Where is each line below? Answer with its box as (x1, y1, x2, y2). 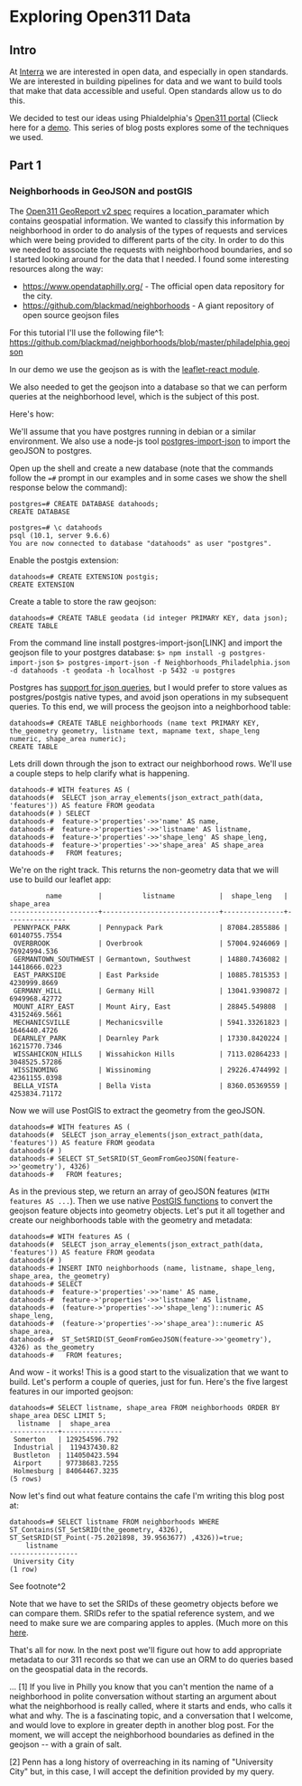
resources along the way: (9, 263, 104, 274)
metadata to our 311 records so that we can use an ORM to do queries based (9, 1654, 294, 1665)
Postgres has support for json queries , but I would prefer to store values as (9, 681, 288, 692)
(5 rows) (9, 1474, 42, 1483)
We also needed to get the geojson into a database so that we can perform (9, 381, 288, 392)
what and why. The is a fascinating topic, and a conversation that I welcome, (9, 1710, 294, 1721)
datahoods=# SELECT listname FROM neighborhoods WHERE (9, 1517, 220, 1527)
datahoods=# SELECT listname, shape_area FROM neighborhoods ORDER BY (9, 1403, 280, 1412)
